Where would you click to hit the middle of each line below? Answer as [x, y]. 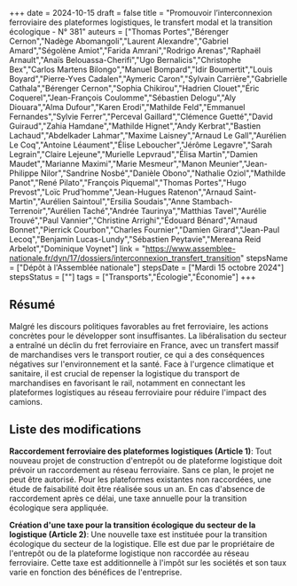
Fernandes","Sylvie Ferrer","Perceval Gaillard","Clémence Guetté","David [141, 116]
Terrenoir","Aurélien [45, 211]
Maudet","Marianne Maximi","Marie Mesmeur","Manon [108, 164]
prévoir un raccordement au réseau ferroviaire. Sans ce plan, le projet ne [142, 470]
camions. [26, 401]
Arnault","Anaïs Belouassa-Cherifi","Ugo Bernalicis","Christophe [125, 60]
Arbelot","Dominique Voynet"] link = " [78, 249]
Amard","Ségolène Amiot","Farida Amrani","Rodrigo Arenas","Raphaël [135, 51]
